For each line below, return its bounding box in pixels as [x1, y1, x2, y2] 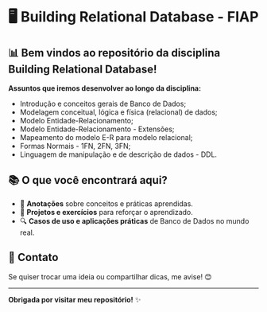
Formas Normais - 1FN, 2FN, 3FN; [19, 142, 131, 150]
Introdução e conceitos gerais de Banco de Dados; [19, 99, 187, 108]
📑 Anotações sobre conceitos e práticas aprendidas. [19, 198, 193, 209]
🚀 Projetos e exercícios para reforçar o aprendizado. [19, 207, 193, 216]
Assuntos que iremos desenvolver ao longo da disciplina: [8, 84, 201, 93]
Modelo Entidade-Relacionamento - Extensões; [19, 124, 175, 134]
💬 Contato [8, 251, 59, 264]
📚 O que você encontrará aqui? [8, 174, 168, 187]
